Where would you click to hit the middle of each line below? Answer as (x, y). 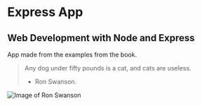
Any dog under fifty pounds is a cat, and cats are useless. (108, 68)
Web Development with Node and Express (101, 38)
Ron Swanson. (56, 82)
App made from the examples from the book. (72, 54)
